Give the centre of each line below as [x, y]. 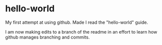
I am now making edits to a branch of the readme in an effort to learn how [81, 32]
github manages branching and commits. [48, 37]
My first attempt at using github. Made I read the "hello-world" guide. [77, 22]
